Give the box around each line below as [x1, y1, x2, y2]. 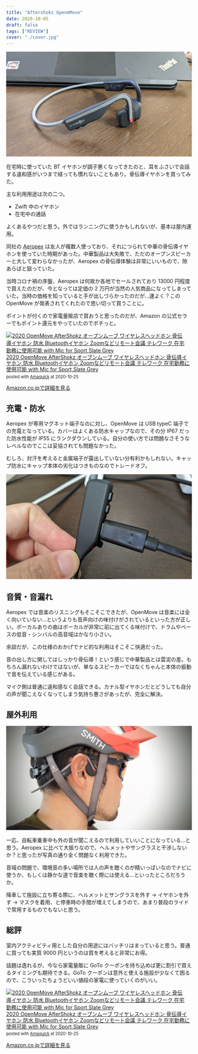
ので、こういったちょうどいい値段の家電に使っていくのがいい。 [6, 977, 161, 984]
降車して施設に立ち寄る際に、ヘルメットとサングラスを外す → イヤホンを [6, 892, 184, 899]
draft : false [6, 22, 38, 28]
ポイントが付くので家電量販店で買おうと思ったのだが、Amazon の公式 [6, 312, 177, 319]
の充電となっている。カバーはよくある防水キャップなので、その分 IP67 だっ [6, 428, 190, 435]
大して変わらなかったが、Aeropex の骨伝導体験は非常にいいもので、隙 [16, 257, 187, 265]
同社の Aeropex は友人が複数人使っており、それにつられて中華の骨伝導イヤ [6, 243, 189, 250]
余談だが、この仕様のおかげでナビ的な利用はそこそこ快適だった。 [6, 644, 166, 651]
